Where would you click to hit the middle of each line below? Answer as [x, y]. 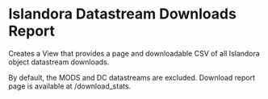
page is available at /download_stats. [70, 86]
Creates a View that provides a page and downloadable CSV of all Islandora [134, 53]
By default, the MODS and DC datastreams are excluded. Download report [132, 77]
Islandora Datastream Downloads [122, 14]
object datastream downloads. [59, 62]
